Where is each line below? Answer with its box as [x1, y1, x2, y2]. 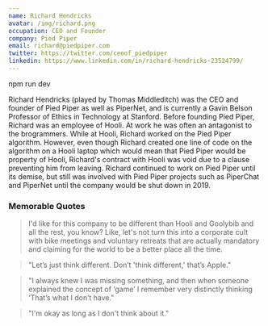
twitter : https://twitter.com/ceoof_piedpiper [8, 49, 168, 57]
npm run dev [8, 78, 51, 89]
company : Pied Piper [8, 34, 78, 43]
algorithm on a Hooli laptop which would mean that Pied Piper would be [8, 146, 246, 156]
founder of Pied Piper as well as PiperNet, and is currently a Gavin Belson [8, 102, 253, 113]
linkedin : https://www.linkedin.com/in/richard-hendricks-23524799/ [8, 57, 244, 65]
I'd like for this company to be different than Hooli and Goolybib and [27, 219, 254, 228]
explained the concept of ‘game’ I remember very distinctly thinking [27, 284, 253, 295]
